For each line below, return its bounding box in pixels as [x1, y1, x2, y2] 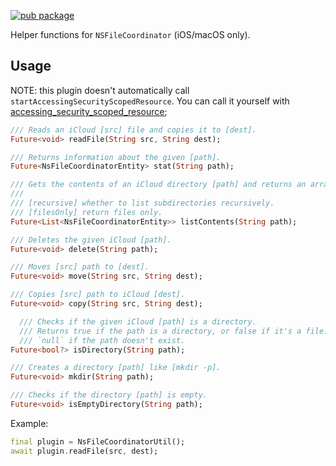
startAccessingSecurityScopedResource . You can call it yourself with [10, 95, 290, 107]
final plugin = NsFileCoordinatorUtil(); [10, 436, 186, 447]
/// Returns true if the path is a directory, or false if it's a [19, 326, 302, 336]
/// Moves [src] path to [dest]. [10, 262, 150, 272]
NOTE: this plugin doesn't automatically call [10, 84, 190, 96]
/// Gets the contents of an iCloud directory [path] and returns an [10, 180, 307, 190]
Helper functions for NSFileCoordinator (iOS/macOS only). [10, 29, 251, 40]
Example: [10, 417, 49, 429]
